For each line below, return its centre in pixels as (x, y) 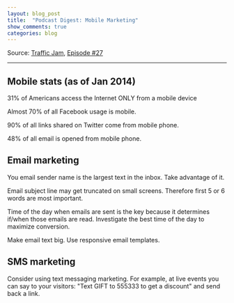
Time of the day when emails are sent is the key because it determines (109, 211)
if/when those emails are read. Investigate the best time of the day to (106, 219)
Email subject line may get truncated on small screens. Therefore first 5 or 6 (116, 191)
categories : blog (32, 33)
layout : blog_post (34, 14)
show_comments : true (37, 26)
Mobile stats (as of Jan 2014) (71, 81)
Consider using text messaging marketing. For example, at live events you (113, 279)
